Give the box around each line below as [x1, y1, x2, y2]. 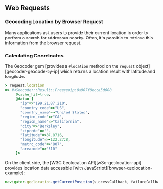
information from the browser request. [5, 40, 81, 46]
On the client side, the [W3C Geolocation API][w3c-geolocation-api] [5, 159, 142, 165]
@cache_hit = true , [16, 92, 51, 97]
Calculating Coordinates [5, 52, 64, 59]
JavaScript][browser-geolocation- [84, 165, 153, 170]
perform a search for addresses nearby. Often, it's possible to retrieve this [5, 35, 153, 40]
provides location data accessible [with [5, 165, 83, 170]
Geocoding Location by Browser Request [5, 19, 103, 25]
